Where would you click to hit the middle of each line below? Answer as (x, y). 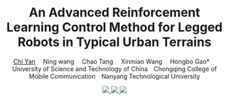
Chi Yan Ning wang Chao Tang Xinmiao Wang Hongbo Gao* (112, 61)
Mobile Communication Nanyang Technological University (114, 76)
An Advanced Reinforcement (114, 13)
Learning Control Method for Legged (114, 28)
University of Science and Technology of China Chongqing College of (114, 69)
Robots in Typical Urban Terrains (114, 42)
